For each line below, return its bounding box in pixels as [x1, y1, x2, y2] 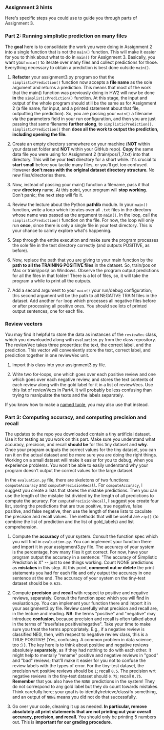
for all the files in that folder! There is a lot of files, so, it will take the [12, 273, 149, 278]
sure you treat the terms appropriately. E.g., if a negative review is [12, 627, 145, 632]
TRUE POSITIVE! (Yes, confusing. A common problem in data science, [12, 637, 153, 643]
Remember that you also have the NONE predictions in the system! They [12, 679, 155, 684]
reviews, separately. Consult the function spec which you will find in [12, 595, 149, 601]
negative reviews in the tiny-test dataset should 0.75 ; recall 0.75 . [12, 673, 143, 679]
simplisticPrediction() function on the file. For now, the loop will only [12, 217, 155, 223]
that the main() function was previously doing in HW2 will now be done [12, 90, 155, 96]
